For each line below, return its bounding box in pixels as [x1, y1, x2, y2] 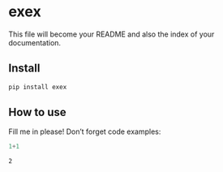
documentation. [8, 37, 62, 47]
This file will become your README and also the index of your [8, 29, 215, 39]
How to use [8, 105, 66, 119]
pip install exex [8, 83, 67, 91]
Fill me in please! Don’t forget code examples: [8, 127, 161, 136]
